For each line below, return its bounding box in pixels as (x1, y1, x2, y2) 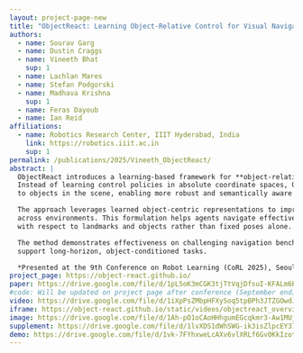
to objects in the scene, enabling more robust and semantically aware (17, 189, 293, 198)
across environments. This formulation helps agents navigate (17, 213, 256, 222)
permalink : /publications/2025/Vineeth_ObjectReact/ (9, 155, 212, 165)
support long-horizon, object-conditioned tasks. (17, 247, 207, 256)
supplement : (9, 321, 54, 330)
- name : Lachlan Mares (17, 72, 103, 81)
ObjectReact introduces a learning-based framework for (17, 172, 232, 181)
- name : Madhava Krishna (17, 88, 111, 97)
